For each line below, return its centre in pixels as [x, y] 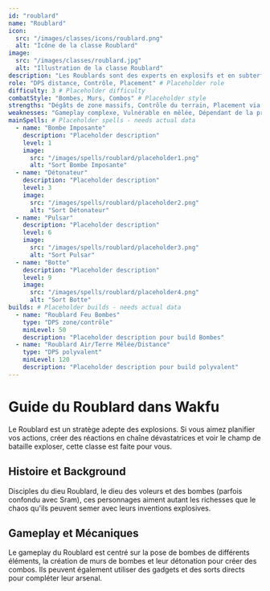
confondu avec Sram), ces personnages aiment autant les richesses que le [132, 499]
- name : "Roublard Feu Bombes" [68, 314]
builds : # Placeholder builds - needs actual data [95, 307]
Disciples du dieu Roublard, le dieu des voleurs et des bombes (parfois [125, 490]
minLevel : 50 [45, 330]
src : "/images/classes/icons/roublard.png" [89, 38]
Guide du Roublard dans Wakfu [114, 406]
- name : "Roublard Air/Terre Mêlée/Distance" [93, 345]
